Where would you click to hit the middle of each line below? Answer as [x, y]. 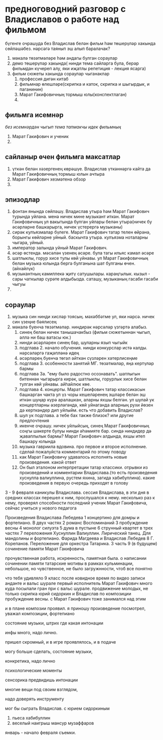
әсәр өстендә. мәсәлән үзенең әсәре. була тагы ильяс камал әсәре [83, 253]
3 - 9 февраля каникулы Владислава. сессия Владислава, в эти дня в [77, 492]
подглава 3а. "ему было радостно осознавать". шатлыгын [80, 374]
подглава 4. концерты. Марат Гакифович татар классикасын [82, 390]
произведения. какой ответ [48, 462]
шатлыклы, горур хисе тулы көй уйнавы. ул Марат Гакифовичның [80, 258]
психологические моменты [34, 671]
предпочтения [34, 421]
